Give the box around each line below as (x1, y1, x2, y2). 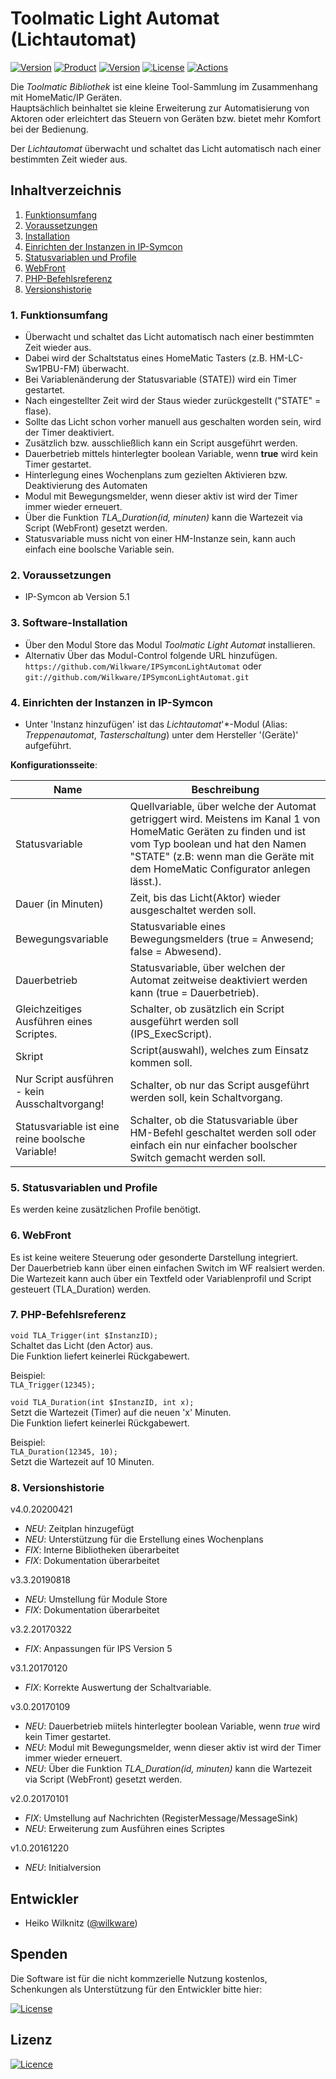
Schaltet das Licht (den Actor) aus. (10, 1339, 153, 1351)
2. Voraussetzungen (10, 568, 112, 582)
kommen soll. (129, 1055, 193, 1069)
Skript (15, 1049, 44, 1063)
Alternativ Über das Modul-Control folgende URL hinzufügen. (24, 649, 278, 661)
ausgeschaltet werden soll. (129, 903, 257, 917)
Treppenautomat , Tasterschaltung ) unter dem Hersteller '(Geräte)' (24, 728, 299, 741)
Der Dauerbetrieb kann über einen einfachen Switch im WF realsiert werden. (10, 1262, 325, 1274)
